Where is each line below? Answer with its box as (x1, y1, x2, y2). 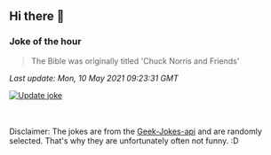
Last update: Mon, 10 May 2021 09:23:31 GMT (9, 73, 179, 83)
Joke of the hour (9, 35, 82, 48)
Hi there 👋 (9, 9, 65, 24)
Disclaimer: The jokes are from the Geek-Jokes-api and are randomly (9, 126, 262, 136)
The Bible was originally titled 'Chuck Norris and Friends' (30, 55, 240, 66)
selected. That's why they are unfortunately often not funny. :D (9, 135, 239, 146)
